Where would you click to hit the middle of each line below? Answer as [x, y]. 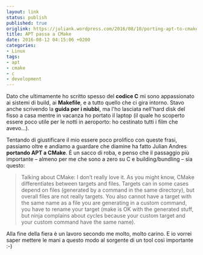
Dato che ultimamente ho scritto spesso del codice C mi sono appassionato [100, 96]
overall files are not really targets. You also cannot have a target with [106, 197]
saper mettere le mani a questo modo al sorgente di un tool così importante [100, 240]
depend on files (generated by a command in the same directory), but [108, 190]
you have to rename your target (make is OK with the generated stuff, [107, 209]
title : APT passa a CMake [39, 34]
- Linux [16, 51]
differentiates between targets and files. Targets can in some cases [105, 184]
